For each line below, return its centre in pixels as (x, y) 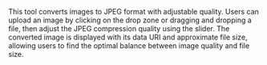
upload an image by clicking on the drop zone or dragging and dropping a (130, 20)
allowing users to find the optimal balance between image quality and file (129, 46)
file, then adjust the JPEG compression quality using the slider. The (119, 28)
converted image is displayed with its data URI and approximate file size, (128, 37)
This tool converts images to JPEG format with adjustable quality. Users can (133, 12)
